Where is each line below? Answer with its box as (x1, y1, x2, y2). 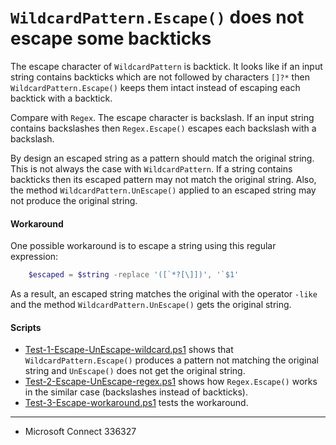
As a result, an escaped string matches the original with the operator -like (10, 288, 318, 300)
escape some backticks (10, 27, 212, 50)
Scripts (10, 321, 42, 333)
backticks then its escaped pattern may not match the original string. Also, (10, 173, 317, 185)
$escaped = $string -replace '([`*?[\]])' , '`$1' (28, 270, 240, 280)
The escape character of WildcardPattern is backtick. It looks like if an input (10, 60, 323, 72)
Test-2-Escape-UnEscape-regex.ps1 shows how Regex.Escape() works (24, 376, 318, 388)
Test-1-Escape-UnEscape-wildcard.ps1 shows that (24, 344, 234, 356)
